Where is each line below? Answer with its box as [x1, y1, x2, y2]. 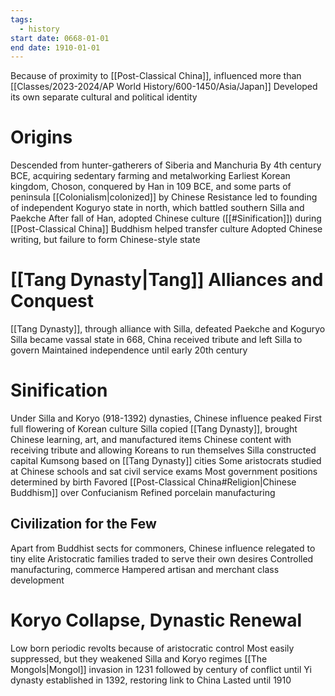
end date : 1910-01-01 [10, 42, 101, 53]
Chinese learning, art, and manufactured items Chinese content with [10, 434, 292, 446]
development [10, 574, 65, 586]
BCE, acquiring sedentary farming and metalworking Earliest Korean [10, 170, 291, 182]
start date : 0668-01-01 [10, 33, 110, 43]
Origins [10, 126, 73, 149]
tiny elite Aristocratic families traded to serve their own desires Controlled [10, 552, 314, 565]
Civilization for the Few [10, 516, 157, 533]
